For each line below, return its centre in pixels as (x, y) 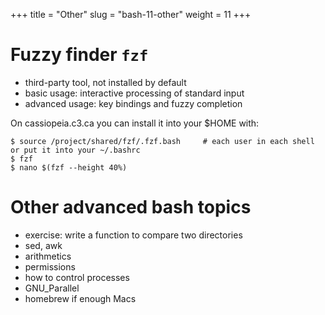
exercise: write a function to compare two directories (133, 235)
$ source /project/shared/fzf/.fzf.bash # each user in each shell (162, 141)
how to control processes (77, 277)
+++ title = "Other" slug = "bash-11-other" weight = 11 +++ (131, 14)
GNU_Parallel (52, 288)
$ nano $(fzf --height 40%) (69, 167)
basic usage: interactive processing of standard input (134, 93)
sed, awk (43, 245)
